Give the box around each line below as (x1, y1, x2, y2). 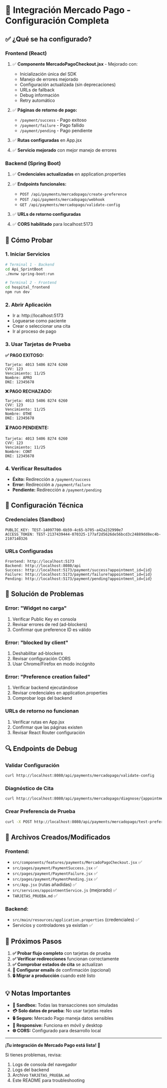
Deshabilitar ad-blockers (12, 650, 63, 656)
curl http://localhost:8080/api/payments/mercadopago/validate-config (5, 773, 155, 778)
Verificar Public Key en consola (12, 616, 77, 622)
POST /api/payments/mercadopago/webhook (19, 197, 105, 202)
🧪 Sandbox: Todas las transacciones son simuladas (12, 1002, 118, 1008)
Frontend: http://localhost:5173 (5, 559, 75, 564)
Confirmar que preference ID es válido (12, 627, 91, 633)
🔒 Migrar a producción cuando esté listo (12, 973, 95, 979)
